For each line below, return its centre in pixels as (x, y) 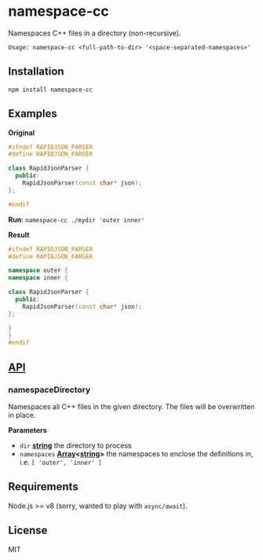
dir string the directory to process (75, 445)
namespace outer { (38, 271)
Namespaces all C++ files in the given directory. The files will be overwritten (131, 406)
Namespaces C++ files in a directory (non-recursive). (95, 33)
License (28, 531)
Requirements (43, 487)
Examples (33, 113)
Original (22, 133)
